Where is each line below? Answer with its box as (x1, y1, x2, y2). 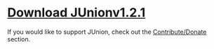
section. (7, 35, 31, 43)
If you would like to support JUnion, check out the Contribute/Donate (7, 28, 207, 36)
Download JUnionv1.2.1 (7, 5, 146, 21)
